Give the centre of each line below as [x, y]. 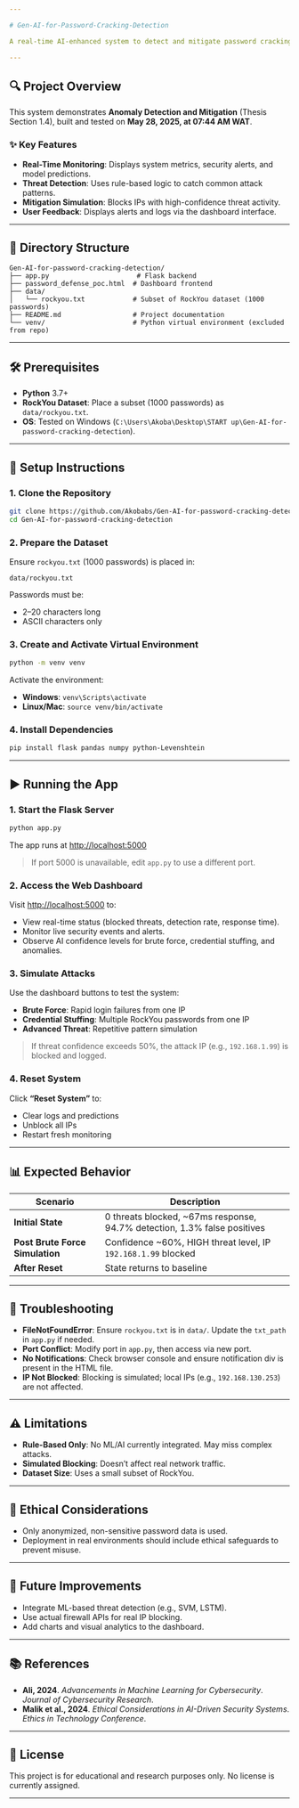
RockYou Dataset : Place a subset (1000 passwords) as [123, 403]
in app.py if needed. [58, 1340]
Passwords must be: [47, 594]
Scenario [55, 1201]
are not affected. [53, 1387]
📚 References [49, 1664]
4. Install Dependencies [61, 729]
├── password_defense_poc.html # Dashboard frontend [111, 284]
